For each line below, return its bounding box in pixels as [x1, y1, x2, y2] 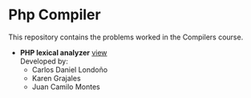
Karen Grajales [31, 73, 82, 83]
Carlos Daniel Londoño [31, 64, 108, 74]
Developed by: [19, 56, 68, 66]
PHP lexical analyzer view [19, 47, 107, 57]
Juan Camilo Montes [31, 82, 100, 92]
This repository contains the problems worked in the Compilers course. [8, 32, 244, 42]
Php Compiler [8, 6, 102, 24]
